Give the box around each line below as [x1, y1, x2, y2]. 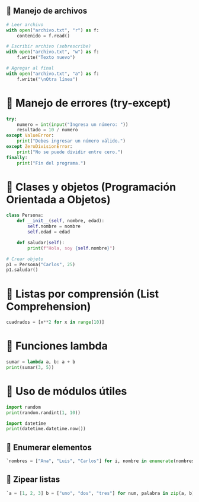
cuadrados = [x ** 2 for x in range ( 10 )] [6, 319, 105, 326]
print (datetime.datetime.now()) [6, 426, 86, 432]
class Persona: [6, 212, 44, 219]
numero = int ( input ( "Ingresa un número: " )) [17, 121, 129, 128]
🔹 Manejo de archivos [6, 6, 88, 16]
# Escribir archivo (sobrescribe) [6, 43, 92, 49]
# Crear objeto [6, 256, 44, 262]
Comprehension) [6, 299, 91, 313]
